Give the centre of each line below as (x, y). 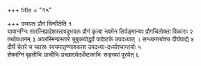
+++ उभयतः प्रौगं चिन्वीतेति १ (40, 24)
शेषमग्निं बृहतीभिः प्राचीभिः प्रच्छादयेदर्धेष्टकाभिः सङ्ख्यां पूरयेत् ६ (73, 55)
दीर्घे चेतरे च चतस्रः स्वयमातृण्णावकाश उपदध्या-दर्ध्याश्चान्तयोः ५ (74, 47)
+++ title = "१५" (30, 10)
